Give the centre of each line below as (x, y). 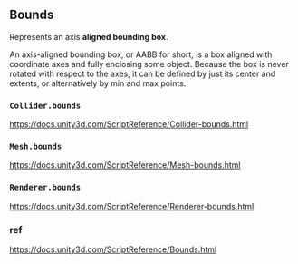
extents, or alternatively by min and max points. (98, 83)
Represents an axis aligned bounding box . (89, 36)
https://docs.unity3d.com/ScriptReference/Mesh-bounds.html (125, 165)
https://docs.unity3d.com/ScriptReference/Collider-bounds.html (129, 124)
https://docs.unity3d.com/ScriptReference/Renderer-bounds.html (132, 206)
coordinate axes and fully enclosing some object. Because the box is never (149, 64)
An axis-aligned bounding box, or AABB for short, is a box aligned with (141, 54)
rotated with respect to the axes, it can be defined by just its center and (143, 73)
